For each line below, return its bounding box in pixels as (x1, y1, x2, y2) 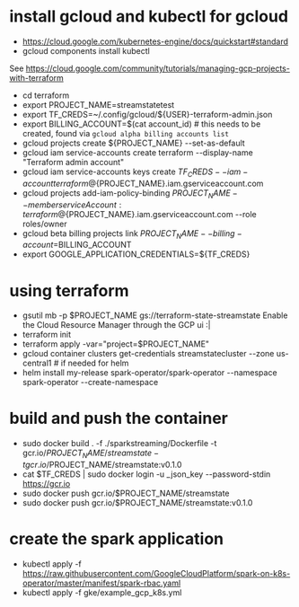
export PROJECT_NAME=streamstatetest (22, 99, 175, 110)
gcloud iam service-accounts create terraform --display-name (22, 146, 253, 158)
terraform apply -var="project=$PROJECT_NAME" (22, 339, 209, 349)
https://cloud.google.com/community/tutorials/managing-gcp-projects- (25, 63, 290, 74)
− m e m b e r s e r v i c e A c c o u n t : (22, 199, 122, 210)
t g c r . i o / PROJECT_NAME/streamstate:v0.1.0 (22, 460, 182, 470)
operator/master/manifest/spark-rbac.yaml (22, 577, 181, 588)
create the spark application (9, 529, 224, 550)
